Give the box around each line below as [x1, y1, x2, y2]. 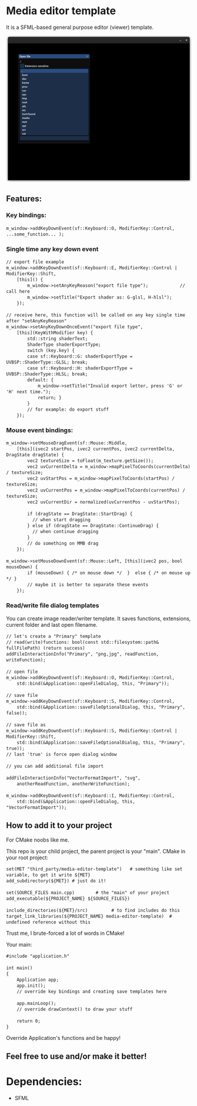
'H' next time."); [6, 389, 51, 395]
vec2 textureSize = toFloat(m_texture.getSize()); [27, 458, 154, 464]
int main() [6, 965, 33, 971]
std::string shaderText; [27, 336, 88, 342]
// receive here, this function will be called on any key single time [6, 312, 185, 318]
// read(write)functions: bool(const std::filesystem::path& [6, 639, 159, 645]
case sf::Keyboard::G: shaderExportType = [27, 354, 133, 359]
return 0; [16, 1018, 41, 1024]
